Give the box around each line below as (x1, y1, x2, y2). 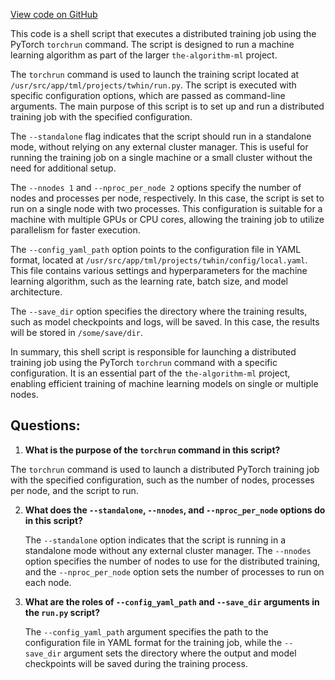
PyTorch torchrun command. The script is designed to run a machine (10, 39, 295, 50)
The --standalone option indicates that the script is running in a (24, 534, 287, 546)
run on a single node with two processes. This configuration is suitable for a (10, 203, 323, 214)
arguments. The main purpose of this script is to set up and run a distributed (10, 100, 325, 112)
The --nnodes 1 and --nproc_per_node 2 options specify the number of (10, 182, 302, 193)
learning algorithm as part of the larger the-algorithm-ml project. (10, 49, 278, 61)
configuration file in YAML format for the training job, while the (24, 636, 283, 648)
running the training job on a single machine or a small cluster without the (10, 152, 313, 163)
